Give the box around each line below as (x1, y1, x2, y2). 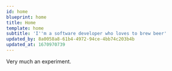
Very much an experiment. (6, 57, 72, 65)
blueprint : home (6, 14, 47, 20)
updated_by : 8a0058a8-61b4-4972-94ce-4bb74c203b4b (6, 36, 135, 42)
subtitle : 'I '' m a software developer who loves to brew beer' (6, 31, 167, 37)
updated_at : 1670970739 (6, 42, 66, 48)
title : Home (6, 20, 36, 25)
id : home (6, 8, 28, 15)
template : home (6, 25, 44, 31)
